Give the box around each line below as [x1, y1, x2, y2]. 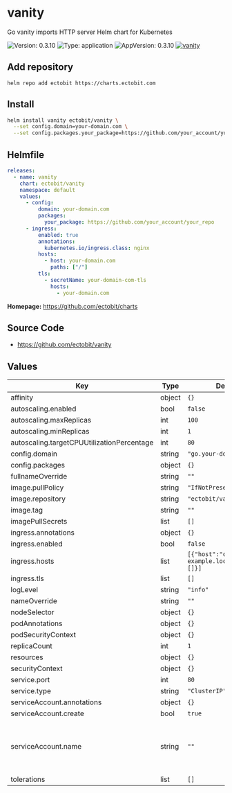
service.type [10, 686, 52, 696]
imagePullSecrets [10, 517, 68, 526]
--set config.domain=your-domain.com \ [13, 123, 128, 130]
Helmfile [7, 149, 45, 161]
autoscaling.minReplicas [10, 427, 90, 436]
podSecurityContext [10, 630, 77, 640]
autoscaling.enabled [10, 404, 77, 413]
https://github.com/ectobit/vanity [17, 341, 112, 349]
